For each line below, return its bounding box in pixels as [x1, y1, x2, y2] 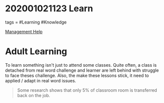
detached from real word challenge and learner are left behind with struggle [5, 67, 159, 73]
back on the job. [17, 92, 50, 98]
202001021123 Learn [5, 3, 94, 14]
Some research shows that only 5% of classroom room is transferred [17, 87, 158, 93]
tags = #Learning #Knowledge [5, 19, 67, 25]
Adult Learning [5, 46, 67, 57]
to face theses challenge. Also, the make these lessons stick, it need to [5, 72, 149, 78]
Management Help [5, 28, 43, 34]
